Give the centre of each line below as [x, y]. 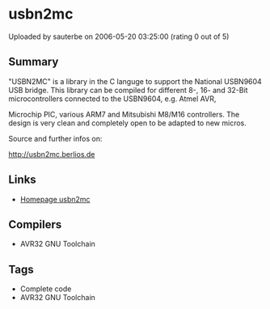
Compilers [35, 224]
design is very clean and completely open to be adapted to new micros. [127, 123]
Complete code [46, 289]
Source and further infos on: [55, 138]
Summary [34, 62]
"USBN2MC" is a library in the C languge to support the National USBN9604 [135, 81]
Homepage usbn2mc [55, 199]
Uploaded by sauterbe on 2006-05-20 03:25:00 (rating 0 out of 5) [119, 36]
